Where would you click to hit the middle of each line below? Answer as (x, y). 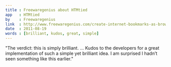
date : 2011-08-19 (26, 29)
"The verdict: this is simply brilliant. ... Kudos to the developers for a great (82, 48)
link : (13, 24)
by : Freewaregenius (31, 19)
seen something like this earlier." (39, 59)
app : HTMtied (22, 15)
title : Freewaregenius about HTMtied (46, 10)
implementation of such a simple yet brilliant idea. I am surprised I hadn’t (81, 53)
